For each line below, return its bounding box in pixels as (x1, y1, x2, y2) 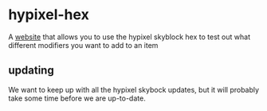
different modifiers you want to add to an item (8, 40, 159, 50)
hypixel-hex (8, 6, 89, 24)
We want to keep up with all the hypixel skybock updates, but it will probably (8, 85, 260, 94)
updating (8, 64, 54, 77)
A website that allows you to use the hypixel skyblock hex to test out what (8, 32, 251, 42)
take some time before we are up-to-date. (8, 93, 146, 103)
